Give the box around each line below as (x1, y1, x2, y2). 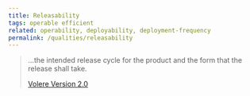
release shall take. (27, 64, 87, 74)
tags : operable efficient (8, 19, 94, 27)
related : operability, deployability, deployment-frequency (8, 26, 212, 34)
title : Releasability (8, 11, 80, 20)
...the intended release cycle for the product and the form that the (27, 56, 243, 65)
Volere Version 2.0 (27, 79, 89, 89)
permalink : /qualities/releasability (8, 33, 133, 42)
